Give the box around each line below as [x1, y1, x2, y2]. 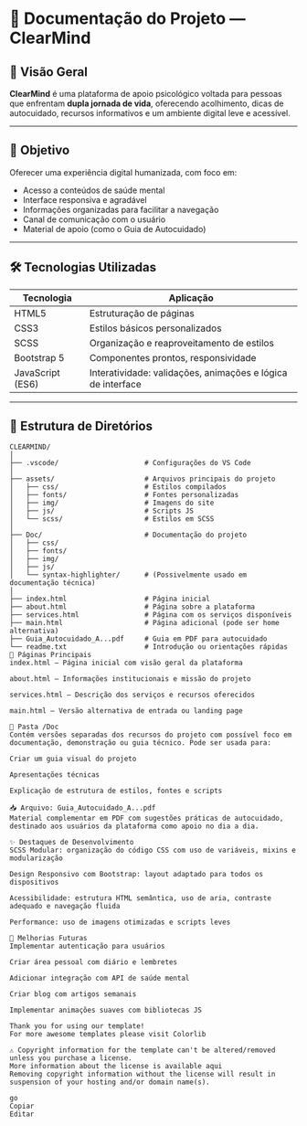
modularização [9, 854, 64, 863]
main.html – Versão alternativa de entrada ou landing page [9, 706, 244, 716]
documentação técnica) [9, 579, 96, 588]
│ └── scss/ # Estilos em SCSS [9, 515, 215, 524]
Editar [9, 1110, 35, 1119]
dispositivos [9, 877, 59, 887]
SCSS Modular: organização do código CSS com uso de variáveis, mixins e [9, 845, 297, 855]
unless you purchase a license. [9, 1054, 132, 1063]
